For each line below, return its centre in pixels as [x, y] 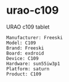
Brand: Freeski [25, 48]
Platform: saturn [28, 69]
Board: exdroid [25, 53]
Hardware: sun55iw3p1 [33, 64]
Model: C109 [21, 43]
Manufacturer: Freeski [34, 37]
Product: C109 [24, 74]
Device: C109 [22, 58]
